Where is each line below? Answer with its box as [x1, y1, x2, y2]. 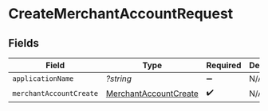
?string [105, 73, 132, 84]
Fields [8, 36, 40, 50]
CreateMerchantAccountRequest [8, 5, 234, 23]
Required [206, 60, 242, 71]
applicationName [12, 75, 74, 83]
